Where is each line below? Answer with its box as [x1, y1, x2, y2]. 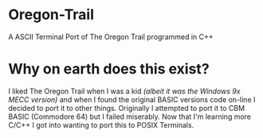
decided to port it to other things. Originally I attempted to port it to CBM [8, 103, 245, 112]
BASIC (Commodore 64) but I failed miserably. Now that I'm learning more [8, 112, 252, 121]
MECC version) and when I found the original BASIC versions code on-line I [8, 94, 256, 104]
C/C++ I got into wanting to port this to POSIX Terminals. [8, 120, 194, 129]
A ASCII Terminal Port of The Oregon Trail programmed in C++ [8, 32, 214, 41]
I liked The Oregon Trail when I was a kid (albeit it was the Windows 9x [8, 86, 241, 96]
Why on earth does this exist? [8, 60, 210, 78]
